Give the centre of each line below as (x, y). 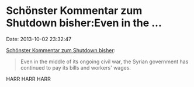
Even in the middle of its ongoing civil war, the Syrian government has (104, 61)
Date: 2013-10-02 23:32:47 (39, 39)
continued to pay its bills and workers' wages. (76, 67)
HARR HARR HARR (29, 79)
